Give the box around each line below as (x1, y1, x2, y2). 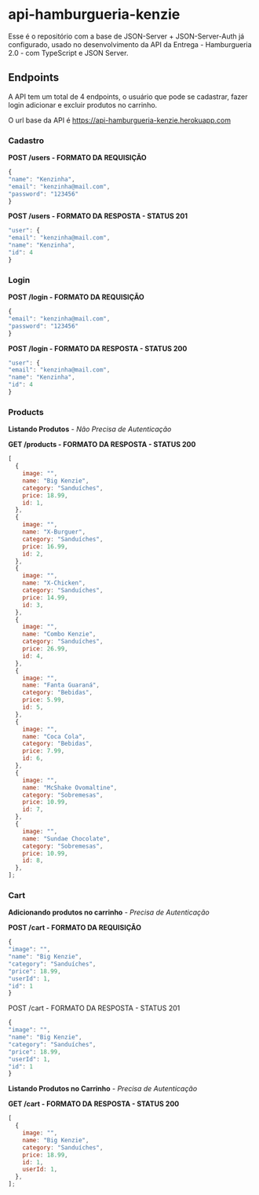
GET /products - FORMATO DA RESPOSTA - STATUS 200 (8, 440, 196, 449)
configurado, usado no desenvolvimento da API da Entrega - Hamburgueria (8, 39, 253, 49)
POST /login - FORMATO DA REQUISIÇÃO (8, 292, 145, 302)
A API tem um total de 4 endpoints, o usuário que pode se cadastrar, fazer (8, 92, 248, 101)
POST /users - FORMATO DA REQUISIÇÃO (8, 153, 147, 163)
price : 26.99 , (22, 645, 68, 653)
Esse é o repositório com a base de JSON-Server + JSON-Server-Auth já (8, 31, 245, 41)
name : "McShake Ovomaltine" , (22, 783, 118, 791)
